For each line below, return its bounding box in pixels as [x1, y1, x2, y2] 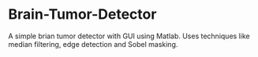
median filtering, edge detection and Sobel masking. [8, 39, 178, 48]
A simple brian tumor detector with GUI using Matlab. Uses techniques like [8, 31, 250, 41]
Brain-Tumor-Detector [8, 5, 157, 23]
